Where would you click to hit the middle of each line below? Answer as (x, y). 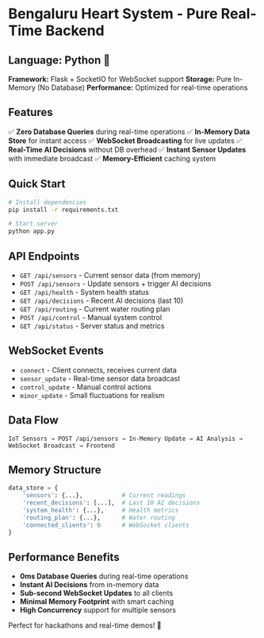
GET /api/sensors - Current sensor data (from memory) (110, 275)
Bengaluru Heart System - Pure (113, 14)
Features (31, 112)
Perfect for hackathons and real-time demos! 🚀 (85, 625)
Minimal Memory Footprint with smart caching (97, 601)
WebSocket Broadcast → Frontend (61, 446)
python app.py (32, 231)
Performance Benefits (64, 557)
